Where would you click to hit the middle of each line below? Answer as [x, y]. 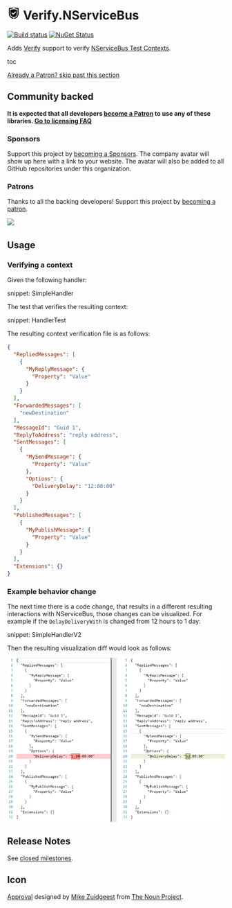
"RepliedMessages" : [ [45, 354]
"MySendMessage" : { [53, 457]
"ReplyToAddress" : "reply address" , [66, 435]
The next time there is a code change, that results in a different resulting [110, 606]
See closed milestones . [40, 858]
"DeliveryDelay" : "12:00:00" [74, 486]
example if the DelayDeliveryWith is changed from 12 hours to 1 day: [104, 621]
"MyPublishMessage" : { [58, 530]
